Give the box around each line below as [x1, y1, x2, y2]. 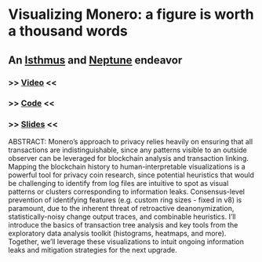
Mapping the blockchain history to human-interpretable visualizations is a [8, 162, 246, 171]
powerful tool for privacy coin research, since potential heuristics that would [8, 170, 255, 180]
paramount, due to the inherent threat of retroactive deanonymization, [8, 203, 235, 213]
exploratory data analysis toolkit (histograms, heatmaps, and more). [8, 228, 227, 238]
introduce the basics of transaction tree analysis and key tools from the [8, 220, 238, 229]
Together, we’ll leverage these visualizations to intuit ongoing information [8, 237, 245, 246]
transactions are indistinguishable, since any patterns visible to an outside [8, 145, 247, 155]
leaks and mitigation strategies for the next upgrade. [8, 245, 178, 254]
